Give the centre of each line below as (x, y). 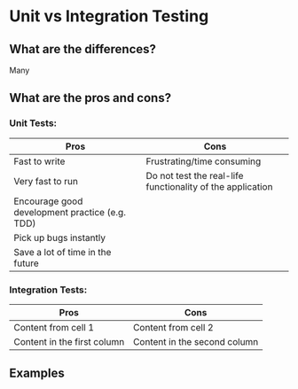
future (27, 263)
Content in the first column (69, 341)
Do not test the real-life (195, 175)
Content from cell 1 (54, 327)
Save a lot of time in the (63, 252)
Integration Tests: (48, 290)
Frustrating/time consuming (204, 161)
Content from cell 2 (173, 327)
